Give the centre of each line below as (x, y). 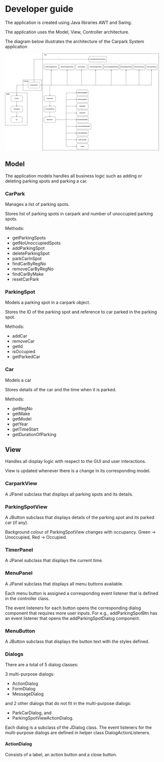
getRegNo (22, 408)
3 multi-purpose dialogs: (30, 674)
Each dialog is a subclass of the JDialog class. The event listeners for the (79, 727)
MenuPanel (19, 573)
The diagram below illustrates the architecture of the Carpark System (75, 41)
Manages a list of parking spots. (37, 204)
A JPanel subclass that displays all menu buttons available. (64, 583)
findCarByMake (28, 274)
